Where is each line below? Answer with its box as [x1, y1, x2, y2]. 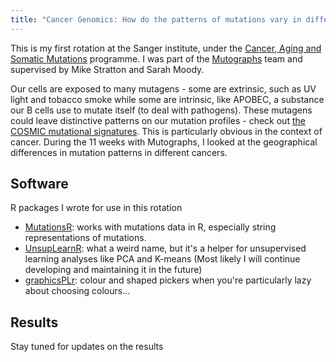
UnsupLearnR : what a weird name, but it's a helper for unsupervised [24, 242, 307, 255]
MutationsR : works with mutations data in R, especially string [24, 221, 277, 233]
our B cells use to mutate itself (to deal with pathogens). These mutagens [10, 104, 313, 116]
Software [10, 176, 69, 193]
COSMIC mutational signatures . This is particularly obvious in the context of [10, 125, 323, 137]
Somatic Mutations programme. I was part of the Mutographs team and [10, 52, 303, 65]
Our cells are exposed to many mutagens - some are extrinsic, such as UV [10, 82, 317, 95]
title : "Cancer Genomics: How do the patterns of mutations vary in [10, 14, 302, 25]
